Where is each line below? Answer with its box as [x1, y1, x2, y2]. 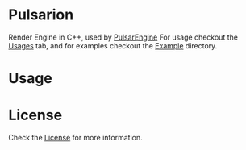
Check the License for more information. [8, 133, 143, 143]
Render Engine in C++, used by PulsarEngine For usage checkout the [8, 32, 238, 42]
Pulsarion [8, 6, 74, 24]
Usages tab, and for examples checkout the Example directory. [8, 40, 218, 50]
